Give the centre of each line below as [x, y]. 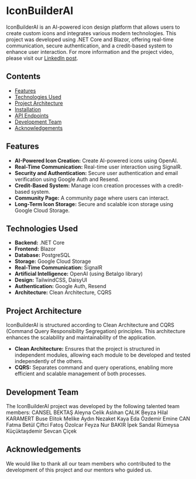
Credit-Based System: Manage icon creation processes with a [90, 185]
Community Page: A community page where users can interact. [92, 198]
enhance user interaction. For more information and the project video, [90, 52]
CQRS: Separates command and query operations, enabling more [94, 368]
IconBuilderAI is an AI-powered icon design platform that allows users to [93, 27]
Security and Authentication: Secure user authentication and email [96, 173]
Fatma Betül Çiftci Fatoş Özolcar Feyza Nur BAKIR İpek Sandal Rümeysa [93, 425]
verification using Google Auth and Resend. [67, 179]
